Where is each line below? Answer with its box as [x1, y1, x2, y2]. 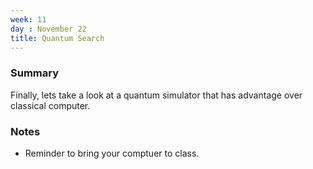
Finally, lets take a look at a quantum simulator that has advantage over [10, 89, 303, 101]
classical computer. [10, 99, 91, 111]
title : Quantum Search [10, 33, 105, 43]
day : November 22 [10, 24, 87, 34]
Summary [10, 66, 60, 80]
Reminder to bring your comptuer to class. [24, 147, 200, 159]
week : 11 [10, 14, 47, 25]
